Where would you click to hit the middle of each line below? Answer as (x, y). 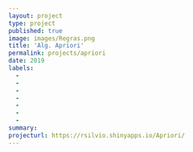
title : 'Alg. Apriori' (46, 46)
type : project (32, 23)
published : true (35, 31)
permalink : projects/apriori (57, 53)
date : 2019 (27, 61)
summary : (23, 128)
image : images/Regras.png (51, 38)
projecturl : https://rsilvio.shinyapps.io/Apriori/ (96, 135)
